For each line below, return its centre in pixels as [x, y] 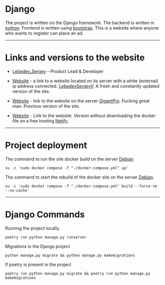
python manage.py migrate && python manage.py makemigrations [70, 255]
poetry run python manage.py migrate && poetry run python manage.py [78, 273]
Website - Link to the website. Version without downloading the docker [84, 115]
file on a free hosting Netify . [40, 121]
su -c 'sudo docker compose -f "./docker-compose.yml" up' [67, 168]
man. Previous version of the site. [46, 106]
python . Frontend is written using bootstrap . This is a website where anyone [82, 28]
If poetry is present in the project [38, 264]
